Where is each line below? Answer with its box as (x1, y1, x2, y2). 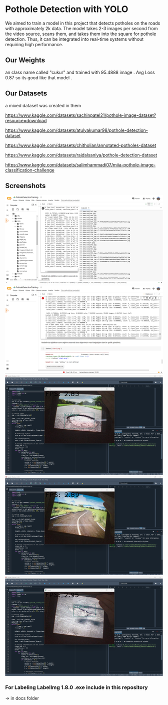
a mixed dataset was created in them (5, 102, 81, 108)
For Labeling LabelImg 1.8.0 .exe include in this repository (5, 684, 148, 691)
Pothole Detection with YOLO (5, 4, 128, 15)
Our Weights (5, 56, 45, 65)
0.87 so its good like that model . (5, 74, 72, 81)
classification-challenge (5, 167, 55, 173)
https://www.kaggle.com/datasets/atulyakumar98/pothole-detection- (5, 127, 148, 133)
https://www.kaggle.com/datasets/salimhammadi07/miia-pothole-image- (5, 161, 156, 167)
